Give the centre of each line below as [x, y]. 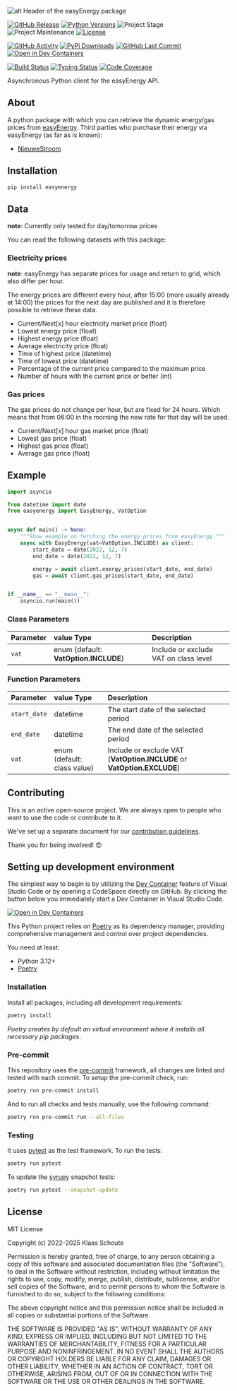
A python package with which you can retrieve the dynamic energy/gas [111, 119]
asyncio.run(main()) [50, 601]
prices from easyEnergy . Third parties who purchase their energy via [107, 127]
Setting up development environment [91, 867]
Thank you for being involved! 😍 [55, 845]
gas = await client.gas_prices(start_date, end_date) [113, 576]
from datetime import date [47, 504]
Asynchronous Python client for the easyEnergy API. [84, 81]
